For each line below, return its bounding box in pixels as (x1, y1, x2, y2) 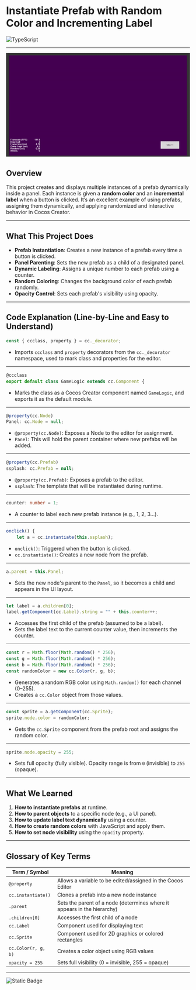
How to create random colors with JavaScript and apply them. (14, 823, 166, 830)
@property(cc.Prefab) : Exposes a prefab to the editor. (14, 476, 144, 483)
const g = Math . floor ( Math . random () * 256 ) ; (6, 656, 116, 662)
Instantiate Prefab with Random (6, 4, 162, 18)
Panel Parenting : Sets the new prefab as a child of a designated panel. (14, 259, 185, 266)
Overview (6, 168, 43, 178)
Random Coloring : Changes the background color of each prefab (14, 278, 172, 285)
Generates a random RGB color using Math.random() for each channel (14, 679, 182, 686)
